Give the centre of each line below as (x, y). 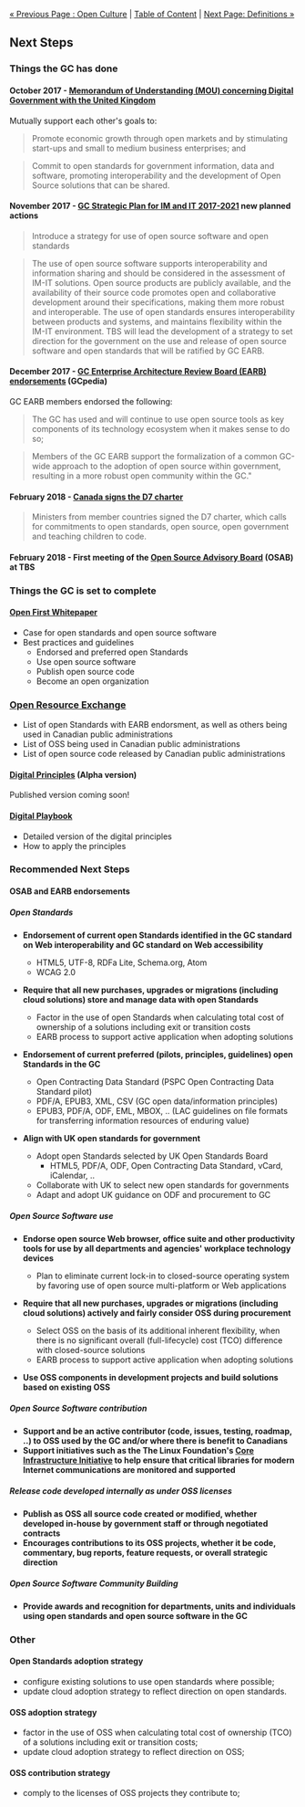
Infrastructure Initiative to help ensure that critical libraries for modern (158, 1460)
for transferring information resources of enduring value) (142, 1121)
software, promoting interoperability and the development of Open (156, 175)
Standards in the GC (61, 1065)
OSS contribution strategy (60, 1772)
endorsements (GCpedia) (58, 381)
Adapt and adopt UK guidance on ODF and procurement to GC (153, 1195)
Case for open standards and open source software (119, 632)
